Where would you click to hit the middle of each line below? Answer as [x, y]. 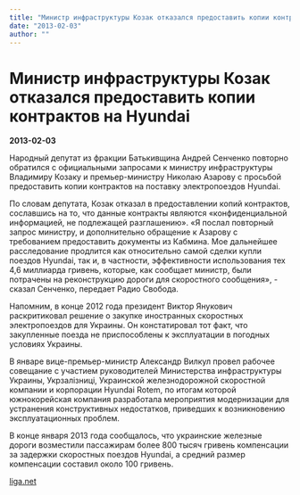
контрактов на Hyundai [100, 116]
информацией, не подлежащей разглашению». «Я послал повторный [142, 223]
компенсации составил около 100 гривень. [92, 464]
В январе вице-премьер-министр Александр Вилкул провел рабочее [142, 361]
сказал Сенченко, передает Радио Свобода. [94, 289]
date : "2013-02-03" [46, 26]
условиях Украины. [46, 344]
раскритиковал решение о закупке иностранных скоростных [126, 316]
